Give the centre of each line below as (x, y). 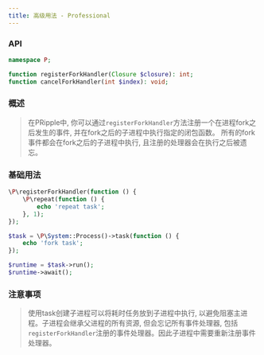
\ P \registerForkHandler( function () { (72, 192)
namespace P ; (30, 60)
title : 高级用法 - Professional (60, 16)
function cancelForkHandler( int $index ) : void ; (89, 82)
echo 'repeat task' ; (71, 207)
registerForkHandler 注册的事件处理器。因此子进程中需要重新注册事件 (142, 333)
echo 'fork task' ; (53, 244)
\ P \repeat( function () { (64, 200)
